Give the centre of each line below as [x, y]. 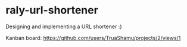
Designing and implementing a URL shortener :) [64, 26]
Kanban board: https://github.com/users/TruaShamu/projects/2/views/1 [93, 38]
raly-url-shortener [52, 10]
